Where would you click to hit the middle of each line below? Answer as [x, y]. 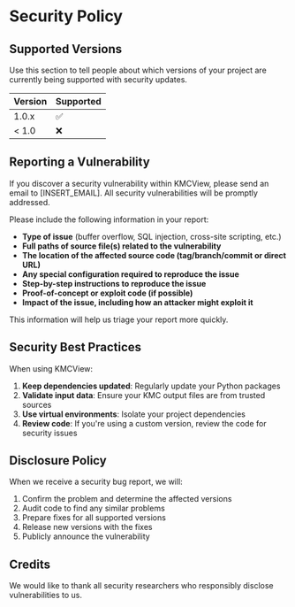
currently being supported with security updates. [98, 80]
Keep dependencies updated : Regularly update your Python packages [151, 386]
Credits [30, 564]
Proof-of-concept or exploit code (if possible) [107, 293]
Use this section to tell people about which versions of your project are [138, 70]
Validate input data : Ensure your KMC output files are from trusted [144, 395]
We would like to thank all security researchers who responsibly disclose [141, 586]
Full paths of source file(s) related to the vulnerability [121, 246]
